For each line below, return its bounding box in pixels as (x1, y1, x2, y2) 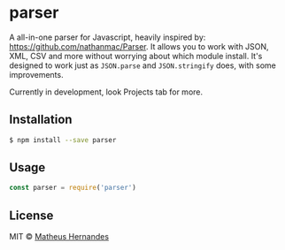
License (9, 208, 54, 223)
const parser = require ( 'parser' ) (9, 184, 137, 193)
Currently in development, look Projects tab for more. (9, 87, 204, 97)
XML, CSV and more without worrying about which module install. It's (9, 50, 263, 61)
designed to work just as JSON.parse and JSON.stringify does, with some (9, 60, 276, 71)
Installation (9, 112, 73, 127)
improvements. (9, 69, 64, 80)
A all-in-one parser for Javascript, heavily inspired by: (9, 32, 206, 42)
